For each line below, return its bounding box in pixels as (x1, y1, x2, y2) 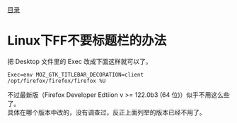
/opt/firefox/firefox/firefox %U (7, 77, 106, 84)
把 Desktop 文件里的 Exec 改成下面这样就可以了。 (7, 57, 152, 65)
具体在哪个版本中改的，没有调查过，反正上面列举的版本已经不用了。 (7, 108, 206, 117)
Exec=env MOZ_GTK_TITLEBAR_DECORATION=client (7, 71, 144, 78)
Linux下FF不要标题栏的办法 (7, 33, 167, 48)
